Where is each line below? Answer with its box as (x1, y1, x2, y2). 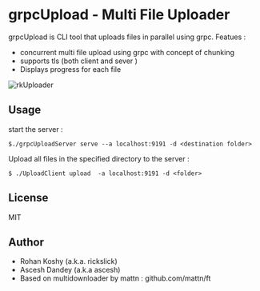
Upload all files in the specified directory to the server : (8, 153, 190, 163)
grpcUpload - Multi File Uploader (8, 6, 230, 24)
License (8, 191, 49, 205)
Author (8, 235, 44, 249)
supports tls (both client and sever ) (19, 56, 138, 66)
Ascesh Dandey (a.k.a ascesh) (19, 265, 121, 275)
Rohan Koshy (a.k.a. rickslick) (19, 257, 118, 266)
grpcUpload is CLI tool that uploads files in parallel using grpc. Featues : (8, 32, 246, 42)
